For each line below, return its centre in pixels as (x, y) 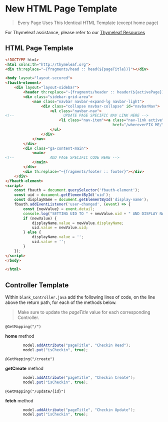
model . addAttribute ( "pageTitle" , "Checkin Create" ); (79, 377)
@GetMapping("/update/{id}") (35, 391)
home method (20, 336)
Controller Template (37, 285)
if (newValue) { (40, 218)
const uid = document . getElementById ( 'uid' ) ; (62, 195)
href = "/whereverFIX (133, 125)
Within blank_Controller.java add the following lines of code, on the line (80, 297)
